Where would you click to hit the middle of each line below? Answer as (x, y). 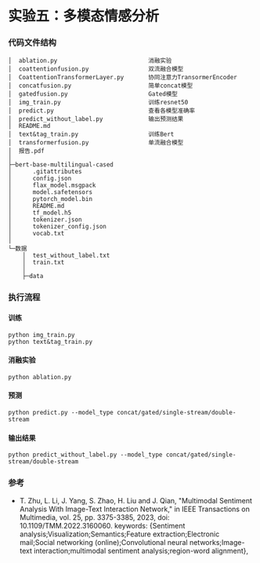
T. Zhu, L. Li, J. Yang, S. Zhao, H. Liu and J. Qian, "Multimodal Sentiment (136, 500)
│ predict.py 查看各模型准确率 (102, 111)
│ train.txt (43, 263)
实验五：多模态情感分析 (84, 16)
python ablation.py (40, 377)
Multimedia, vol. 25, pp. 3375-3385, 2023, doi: (94, 517)
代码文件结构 (32, 42)
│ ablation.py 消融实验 (90, 61)
